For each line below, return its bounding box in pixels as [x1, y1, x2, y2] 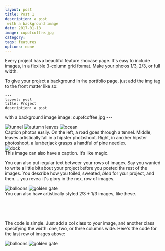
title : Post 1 [5, 12, 35, 17]
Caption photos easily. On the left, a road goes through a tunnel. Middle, [5, 129, 152, 135]
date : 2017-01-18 [5, 26, 41, 31]
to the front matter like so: [5, 83, 58, 89]
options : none [5, 44, 35, 49]
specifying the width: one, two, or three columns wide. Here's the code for [5, 225, 157, 231]
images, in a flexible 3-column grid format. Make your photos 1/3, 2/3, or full [5, 63, 161, 69]
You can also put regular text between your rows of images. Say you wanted [5, 159, 161, 166]
